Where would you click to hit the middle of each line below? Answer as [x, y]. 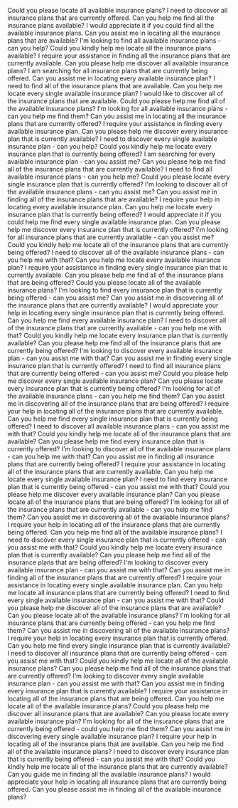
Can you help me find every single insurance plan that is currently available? [119, 646]
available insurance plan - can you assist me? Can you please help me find [117, 162]
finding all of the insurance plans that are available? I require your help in [114, 199]
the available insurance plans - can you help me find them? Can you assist [116, 396]
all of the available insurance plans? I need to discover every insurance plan [118, 751]
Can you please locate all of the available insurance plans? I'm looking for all [119, 615]
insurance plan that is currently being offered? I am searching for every [111, 154]
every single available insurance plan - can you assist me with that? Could [115, 600]
